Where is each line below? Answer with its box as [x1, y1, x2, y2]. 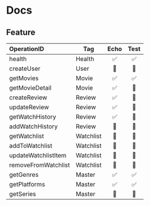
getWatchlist [9, 132, 45, 140]
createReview [9, 93, 48, 102]
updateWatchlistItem [9, 151, 67, 159]
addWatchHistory [9, 122, 58, 131]
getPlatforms [9, 180, 46, 188]
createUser [9, 65, 40, 72]
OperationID [9, 45, 45, 53]
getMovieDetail [9, 84, 52, 92]
